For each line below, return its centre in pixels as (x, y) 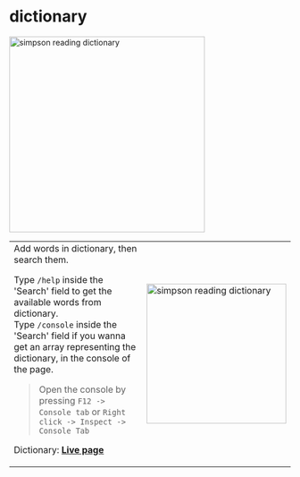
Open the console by (83, 389)
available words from (58, 302)
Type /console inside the (66, 324)
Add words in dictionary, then (75, 248)
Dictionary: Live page (59, 449)
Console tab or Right (83, 412)
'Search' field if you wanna (70, 336)
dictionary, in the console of (72, 358)
